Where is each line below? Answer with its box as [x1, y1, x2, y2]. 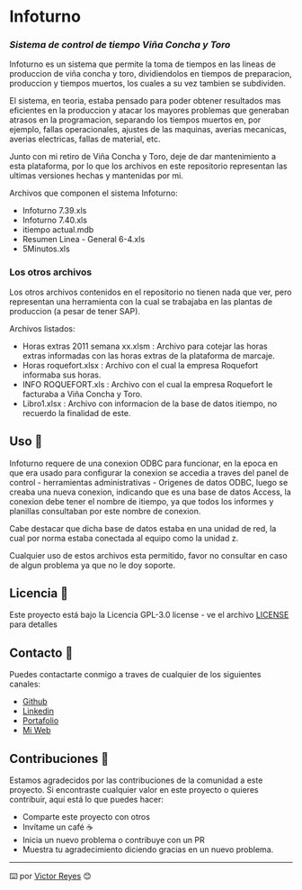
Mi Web [22, 725, 51, 736]
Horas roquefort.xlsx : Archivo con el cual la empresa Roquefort [22, 359, 259, 370]
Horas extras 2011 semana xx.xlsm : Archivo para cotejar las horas [22, 341, 268, 351]
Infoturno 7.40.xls [22, 214, 88, 226]
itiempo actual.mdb [22, 224, 94, 235]
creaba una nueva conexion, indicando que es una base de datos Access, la [9, 486, 292, 497]
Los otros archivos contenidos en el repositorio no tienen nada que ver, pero [9, 286, 292, 297]
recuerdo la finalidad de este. [22, 407, 131, 418]
